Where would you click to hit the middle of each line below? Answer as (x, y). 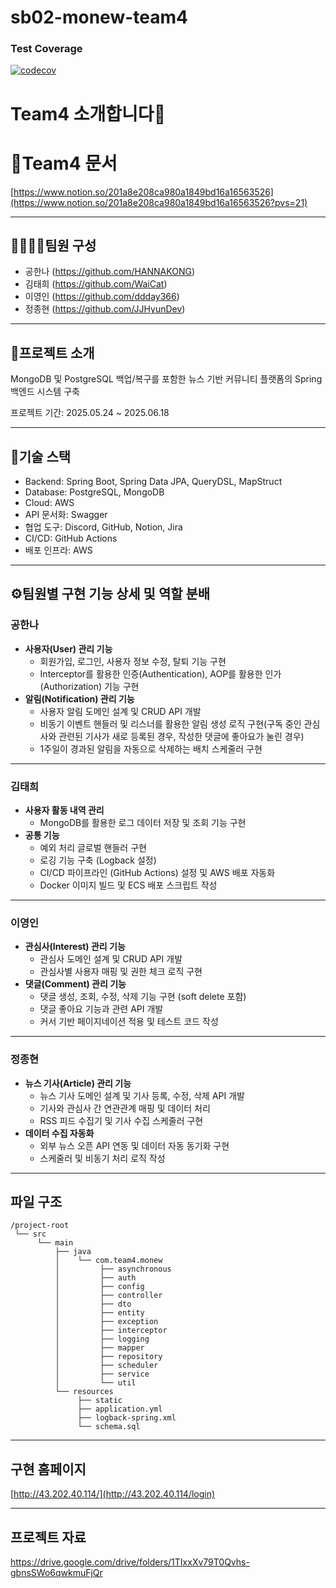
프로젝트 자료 (48, 1537)
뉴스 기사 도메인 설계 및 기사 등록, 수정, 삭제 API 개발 (142, 1095)
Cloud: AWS (49, 503)
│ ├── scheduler (106, 1366)
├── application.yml (120, 1409)
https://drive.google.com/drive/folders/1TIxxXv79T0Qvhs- (130, 1562)
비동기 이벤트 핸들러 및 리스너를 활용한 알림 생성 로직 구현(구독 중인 (170, 723)
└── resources (84, 1392)
